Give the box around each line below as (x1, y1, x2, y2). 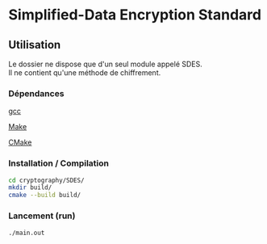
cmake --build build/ (8, 191, 81, 200)
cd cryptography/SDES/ (8, 176, 85, 184)
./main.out (8, 229, 45, 237)
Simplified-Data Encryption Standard (8, 6, 262, 24)
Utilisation (8, 38, 61, 52)
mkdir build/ (8, 183, 52, 191)
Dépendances (8, 87, 65, 99)
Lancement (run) (8, 210, 76, 221)
